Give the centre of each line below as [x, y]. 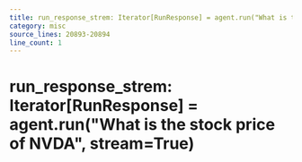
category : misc [38, 26]
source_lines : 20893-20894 [60, 34]
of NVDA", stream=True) [102, 144]
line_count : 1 [36, 43]
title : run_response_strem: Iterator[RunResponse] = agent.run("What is [148, 17]
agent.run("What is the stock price [142, 125]
